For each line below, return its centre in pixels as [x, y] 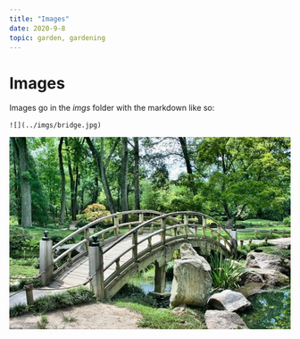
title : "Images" [39, 19]
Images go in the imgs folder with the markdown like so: [112, 108]
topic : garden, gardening [57, 38]
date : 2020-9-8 [37, 28]
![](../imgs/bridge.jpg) [55, 125]
